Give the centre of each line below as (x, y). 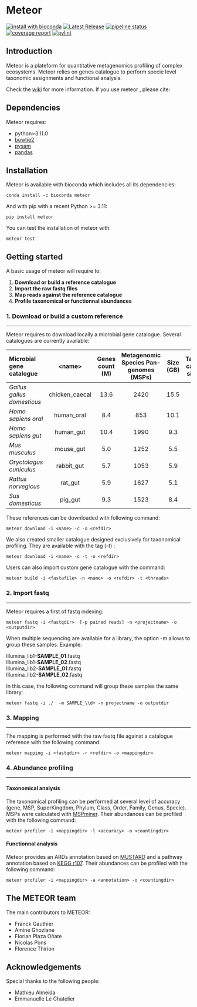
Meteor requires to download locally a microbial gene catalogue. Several (94, 334)
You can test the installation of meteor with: (59, 228)
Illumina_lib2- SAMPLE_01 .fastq (44, 668)
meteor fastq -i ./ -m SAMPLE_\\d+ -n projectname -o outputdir (87, 703)
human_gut (70, 432)
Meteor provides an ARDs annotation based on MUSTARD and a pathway (94, 857)
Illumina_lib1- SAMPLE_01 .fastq (43, 655)
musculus (23, 453)
